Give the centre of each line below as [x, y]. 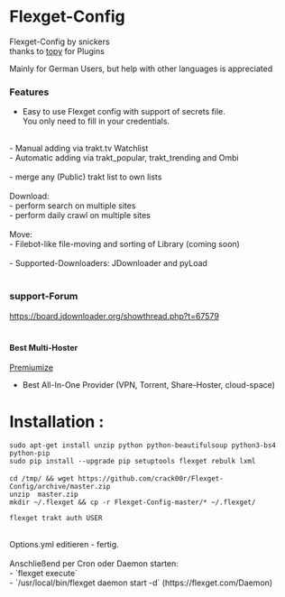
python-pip [30, 454]
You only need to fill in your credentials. [96, 121]
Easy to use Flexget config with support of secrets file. [124, 112]
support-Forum [44, 297]
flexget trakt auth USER [56, 519]
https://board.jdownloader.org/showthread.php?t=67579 [114, 316]
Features [29, 92]
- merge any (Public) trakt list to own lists [86, 177]
